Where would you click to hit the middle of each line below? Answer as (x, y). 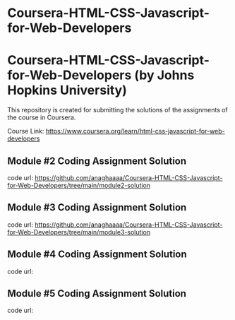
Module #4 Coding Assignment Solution (97, 255)
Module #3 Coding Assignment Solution (97, 207)
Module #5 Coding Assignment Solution (97, 294)
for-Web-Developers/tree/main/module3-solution (79, 232)
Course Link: (26, 131)
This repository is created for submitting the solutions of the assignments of (117, 110)
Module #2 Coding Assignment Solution (97, 161)
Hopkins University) (67, 90)
